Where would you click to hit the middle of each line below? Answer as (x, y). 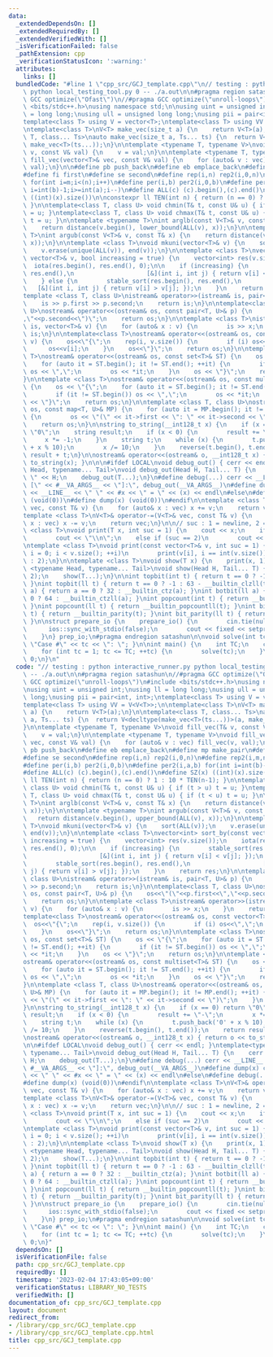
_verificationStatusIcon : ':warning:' (82, 62)
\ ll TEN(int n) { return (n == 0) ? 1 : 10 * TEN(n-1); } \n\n (132, 781)
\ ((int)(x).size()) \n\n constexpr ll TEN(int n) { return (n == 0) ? (143, 197)
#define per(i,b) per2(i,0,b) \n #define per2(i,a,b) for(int (127, 765)
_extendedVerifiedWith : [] (61, 39)
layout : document (38, 1310)
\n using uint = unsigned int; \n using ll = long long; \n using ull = (139, 689)
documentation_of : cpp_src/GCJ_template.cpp (85, 1302)
